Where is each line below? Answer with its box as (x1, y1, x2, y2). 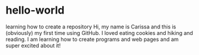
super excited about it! (5, 42, 61, 49)
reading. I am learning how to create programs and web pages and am (5, 35, 179, 43)
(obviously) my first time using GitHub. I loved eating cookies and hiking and (5, 29, 194, 36)
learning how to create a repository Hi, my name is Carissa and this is (5, 23, 177, 30)
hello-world (5, 4, 65, 17)
